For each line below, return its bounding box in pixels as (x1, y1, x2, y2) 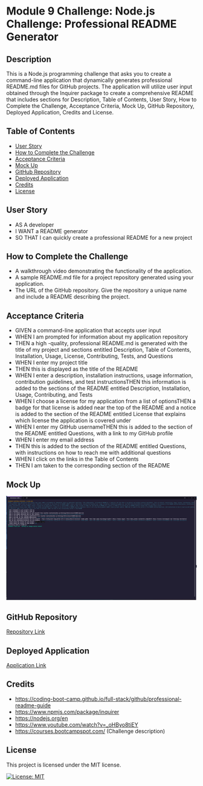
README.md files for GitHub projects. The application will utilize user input (6, 83, 192, 90)
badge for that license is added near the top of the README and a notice (14, 404, 196, 411)
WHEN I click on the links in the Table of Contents (14, 455, 139, 463)
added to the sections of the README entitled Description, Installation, (14, 385, 191, 392)
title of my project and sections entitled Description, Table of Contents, (14, 346, 192, 354)
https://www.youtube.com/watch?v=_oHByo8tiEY (14, 721, 138, 728)
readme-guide (14, 701, 51, 709)
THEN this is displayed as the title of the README (14, 365, 138, 373)
